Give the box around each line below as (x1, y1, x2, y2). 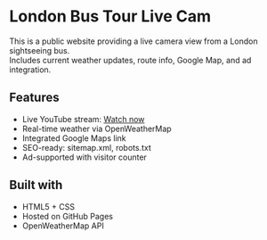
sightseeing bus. (9, 45, 70, 55)
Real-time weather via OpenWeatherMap (21, 123, 172, 134)
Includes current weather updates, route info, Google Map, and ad (9, 54, 252, 65)
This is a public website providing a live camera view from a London (9, 36, 258, 46)
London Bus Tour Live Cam (9, 6, 212, 27)
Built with (9, 178, 63, 193)
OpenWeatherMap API (21, 220, 104, 231)
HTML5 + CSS (21, 201, 76, 211)
